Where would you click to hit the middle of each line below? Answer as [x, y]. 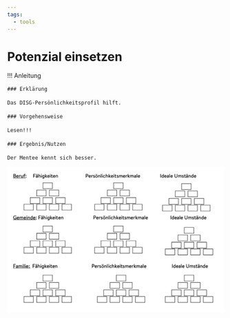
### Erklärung [28, 89]
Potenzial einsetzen [65, 57]
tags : [15, 14]
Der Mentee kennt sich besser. [52, 158]
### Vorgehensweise [35, 117]
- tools [24, 22]
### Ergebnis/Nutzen [37, 145]
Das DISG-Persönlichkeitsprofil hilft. [64, 103]
